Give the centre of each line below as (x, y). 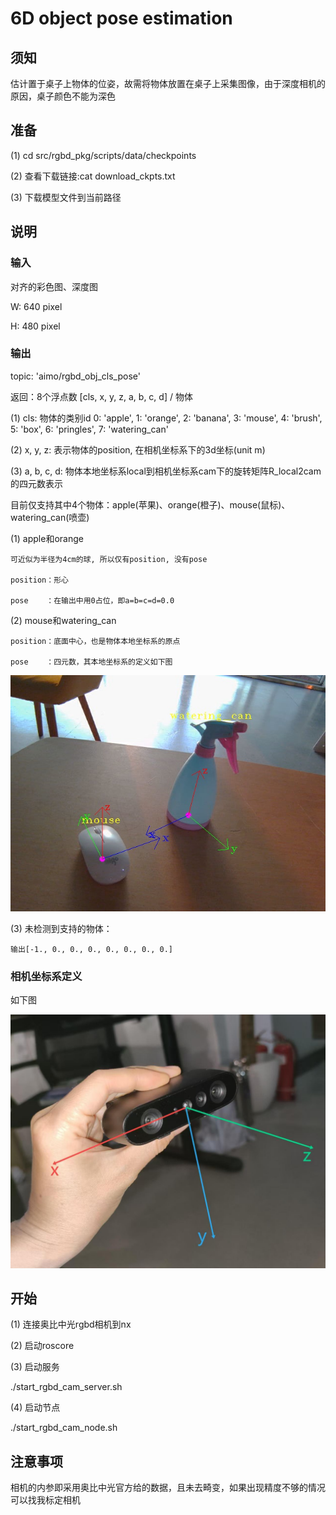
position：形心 (39, 580)
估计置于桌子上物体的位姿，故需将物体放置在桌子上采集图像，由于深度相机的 (168, 83)
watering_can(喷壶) (50, 517)
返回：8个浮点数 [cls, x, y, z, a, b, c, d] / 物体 (101, 396)
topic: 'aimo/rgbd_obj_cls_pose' (75, 376)
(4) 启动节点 (35, 1408)
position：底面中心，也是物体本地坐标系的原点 (95, 641)
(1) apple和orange (47, 538)
